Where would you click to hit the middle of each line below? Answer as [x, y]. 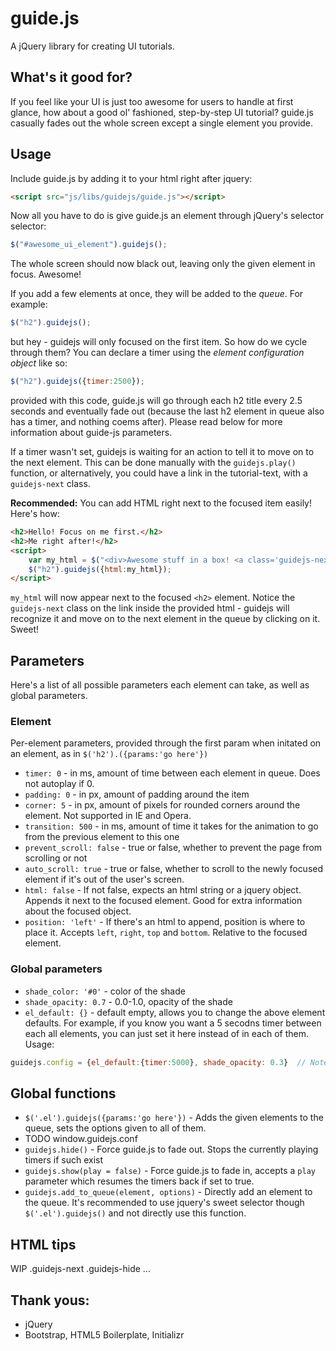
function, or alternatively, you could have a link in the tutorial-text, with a [159, 473]
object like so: [39, 363]
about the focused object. [78, 911]
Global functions [63, 1093]
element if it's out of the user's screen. [104, 879]
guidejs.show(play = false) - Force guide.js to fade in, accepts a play [170, 1171]
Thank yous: [50, 1300]
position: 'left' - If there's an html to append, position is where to [165, 922]
